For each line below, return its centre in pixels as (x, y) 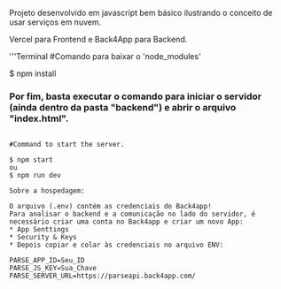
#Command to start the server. (67, 145)
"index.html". (39, 118)
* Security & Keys (43, 238)
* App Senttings (39, 230)
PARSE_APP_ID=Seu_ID (47, 261)
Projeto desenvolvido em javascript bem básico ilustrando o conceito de (141, 13)
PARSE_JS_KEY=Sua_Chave (53, 269)
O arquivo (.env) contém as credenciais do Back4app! (111, 207)
